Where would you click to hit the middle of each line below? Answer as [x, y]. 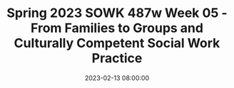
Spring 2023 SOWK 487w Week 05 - [117, 13]
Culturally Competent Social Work [117, 43]
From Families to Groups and [117, 28]
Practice [117, 59]
